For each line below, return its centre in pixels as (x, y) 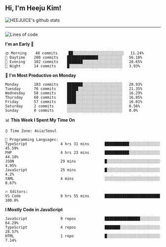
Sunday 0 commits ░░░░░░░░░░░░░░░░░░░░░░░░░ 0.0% (72, 110)
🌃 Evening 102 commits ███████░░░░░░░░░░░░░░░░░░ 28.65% (74, 62)
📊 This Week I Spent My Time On (40, 120)
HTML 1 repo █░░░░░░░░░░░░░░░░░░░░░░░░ (83, 236)
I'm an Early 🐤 (20, 44)
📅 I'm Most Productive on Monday (41, 75)
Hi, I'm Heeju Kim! (33, 8)
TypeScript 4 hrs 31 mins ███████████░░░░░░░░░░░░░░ (83, 144)
